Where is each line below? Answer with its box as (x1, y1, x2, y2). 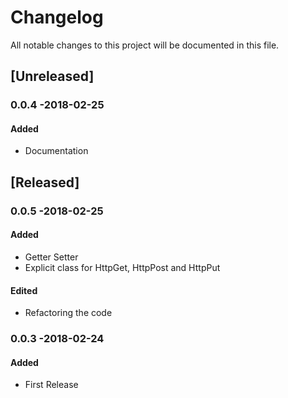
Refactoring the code (24, 307, 113, 319)
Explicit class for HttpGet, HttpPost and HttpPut (24, 261, 221, 273)
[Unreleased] (10, 68, 95, 85)
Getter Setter (24, 251, 79, 263)
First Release (24, 379, 79, 391)
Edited (10, 284, 38, 296)
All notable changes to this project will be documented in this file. (10, 39, 280, 51)
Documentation (24, 145, 89, 157)
